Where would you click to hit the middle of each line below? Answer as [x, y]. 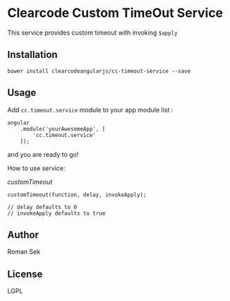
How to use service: [36, 168]
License [25, 274]
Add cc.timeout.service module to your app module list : [90, 110]
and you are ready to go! [43, 154]
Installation [32, 55]
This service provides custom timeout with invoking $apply [92, 33]
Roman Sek [24, 252]
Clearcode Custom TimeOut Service [115, 13]
